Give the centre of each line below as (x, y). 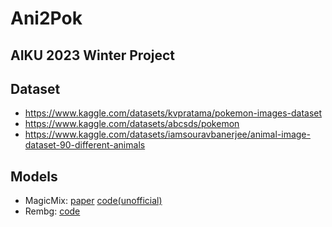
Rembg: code (52, 211)
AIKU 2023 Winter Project (93, 55)
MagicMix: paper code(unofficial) (93, 201)
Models (34, 176)
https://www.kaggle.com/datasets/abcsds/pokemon (132, 124)
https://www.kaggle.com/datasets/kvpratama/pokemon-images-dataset (173, 113)
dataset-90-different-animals (85, 145)
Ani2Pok (46, 18)
